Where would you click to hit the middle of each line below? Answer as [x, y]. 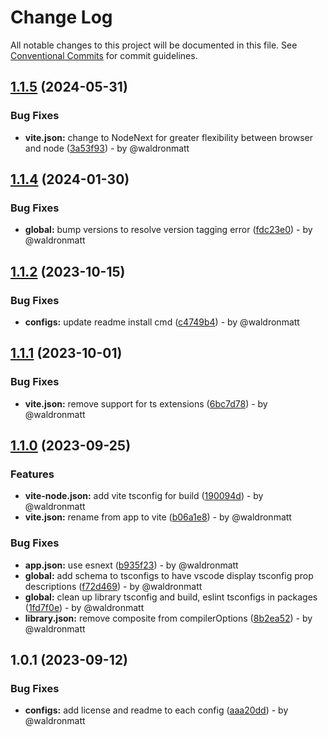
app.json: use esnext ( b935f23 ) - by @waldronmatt [131, 565]
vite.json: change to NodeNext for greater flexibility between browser [169, 137]
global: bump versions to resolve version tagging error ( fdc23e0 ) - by [168, 230]
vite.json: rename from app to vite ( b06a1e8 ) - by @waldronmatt [158, 517]
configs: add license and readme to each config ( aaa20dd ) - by [156, 710]
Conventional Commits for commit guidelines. [104, 55]
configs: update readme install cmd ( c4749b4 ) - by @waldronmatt [162, 322]
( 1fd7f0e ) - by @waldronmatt [84, 607]
